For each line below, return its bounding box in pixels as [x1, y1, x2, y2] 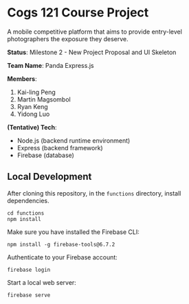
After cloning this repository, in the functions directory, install [7, 189, 181, 197]
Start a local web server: [7, 278, 77, 286]
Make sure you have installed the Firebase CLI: [7, 228, 140, 236]
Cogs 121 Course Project [7, 5, 149, 21]
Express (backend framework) [16, 143, 103, 152]
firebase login [7, 266, 51, 273]
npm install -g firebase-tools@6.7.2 [7, 241, 115, 248]
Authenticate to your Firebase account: [7, 253, 118, 261]
